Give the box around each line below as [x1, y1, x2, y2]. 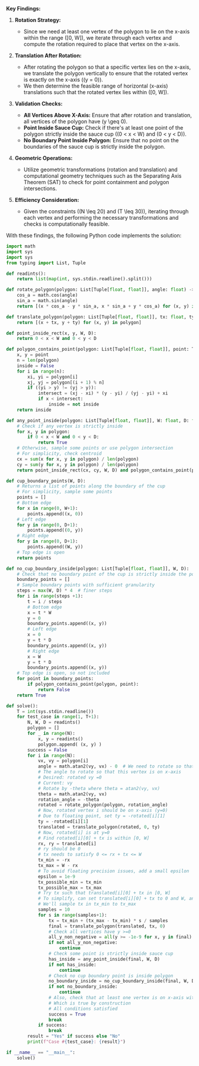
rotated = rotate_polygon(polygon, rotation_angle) [37, 802, 168, 808]
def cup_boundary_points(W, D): [6, 478, 86, 484]
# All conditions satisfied [48, 1006, 118, 1012]
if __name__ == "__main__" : [6, 1049, 76, 1055]
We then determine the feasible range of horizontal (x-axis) [23, 82, 168, 89]
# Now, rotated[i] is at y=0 [37, 829, 110, 836]
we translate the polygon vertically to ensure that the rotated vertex [23, 70, 188, 76]
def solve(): [6, 703, 38, 709]
